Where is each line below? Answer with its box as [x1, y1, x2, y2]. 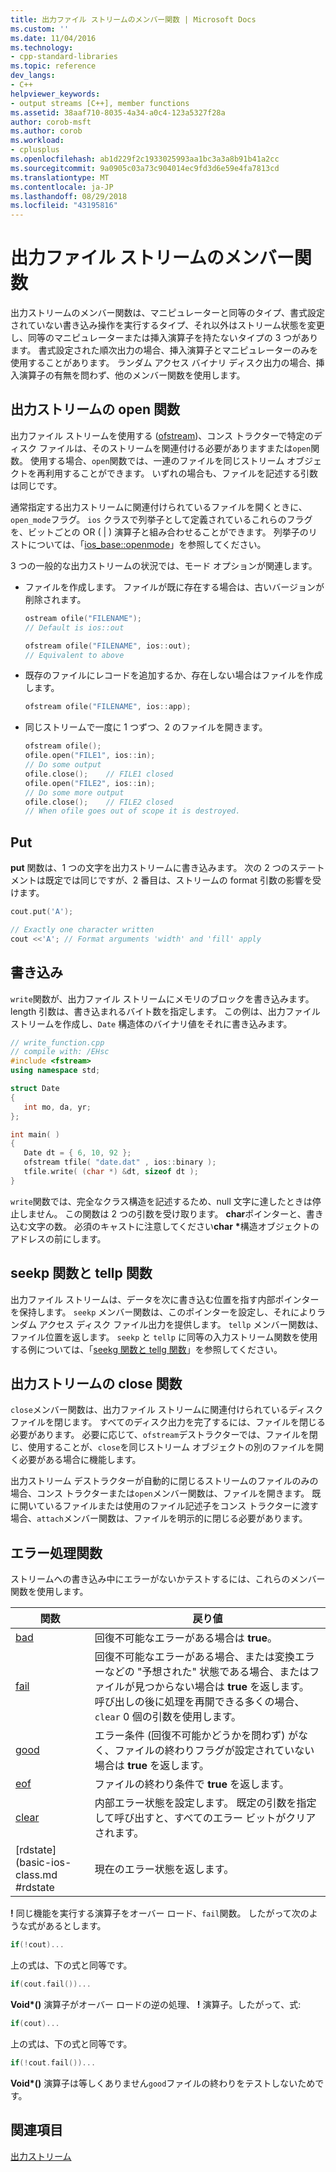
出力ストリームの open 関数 [10, 401, 181, 418]
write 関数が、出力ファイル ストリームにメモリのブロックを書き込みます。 [10, 992, 315, 1005]
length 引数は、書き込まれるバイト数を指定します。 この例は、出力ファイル [10, 1005, 321, 1017]
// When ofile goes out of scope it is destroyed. [24, 806, 241, 816]
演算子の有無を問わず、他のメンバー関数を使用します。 [18, 369, 246, 381]
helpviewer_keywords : [10, 89, 101, 99]
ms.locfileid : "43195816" [10, 201, 118, 211]
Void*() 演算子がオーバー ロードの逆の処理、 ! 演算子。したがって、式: [10, 1998, 302, 2010]
